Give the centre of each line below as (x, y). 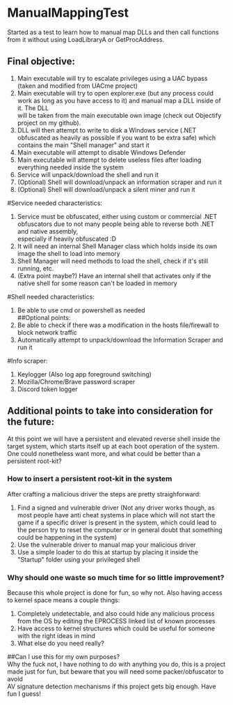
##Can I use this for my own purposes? (64, 657)
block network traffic (47, 332)
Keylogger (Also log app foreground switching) (84, 374)
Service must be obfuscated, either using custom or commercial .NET (117, 216)
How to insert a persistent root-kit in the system (90, 479)
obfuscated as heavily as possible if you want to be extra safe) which (116, 137)
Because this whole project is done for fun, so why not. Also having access (115, 593)
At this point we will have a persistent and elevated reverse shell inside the (114, 439)
